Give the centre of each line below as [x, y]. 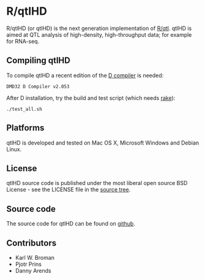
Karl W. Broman [35, 258]
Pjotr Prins [28, 264]
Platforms [25, 128]
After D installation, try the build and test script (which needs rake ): [91, 98]
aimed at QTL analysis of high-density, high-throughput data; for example [99, 34]
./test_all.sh [24, 109]
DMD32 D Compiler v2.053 [38, 86]
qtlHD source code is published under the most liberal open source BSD [97, 183]
